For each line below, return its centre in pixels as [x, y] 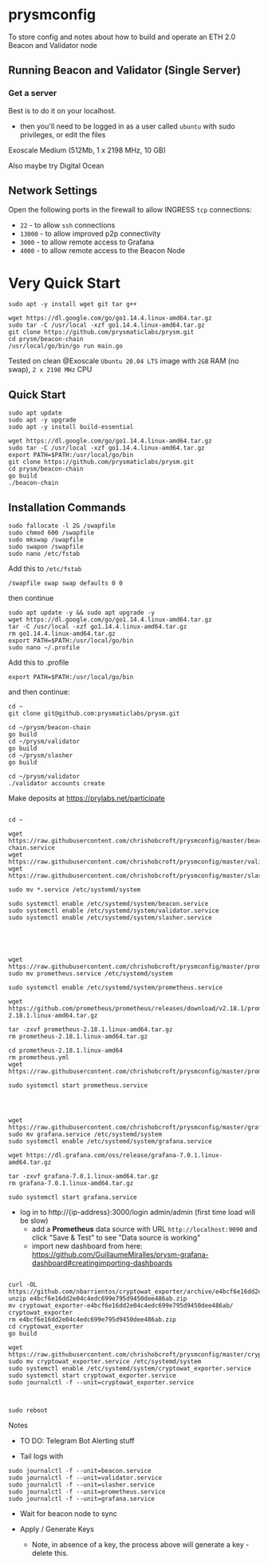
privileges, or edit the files [63, 134]
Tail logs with [41, 1456]
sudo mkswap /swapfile [46, 540]
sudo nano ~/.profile [44, 648]
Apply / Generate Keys [57, 1529]
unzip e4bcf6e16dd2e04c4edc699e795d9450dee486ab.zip [98, 1299]
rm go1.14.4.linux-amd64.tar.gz [62, 633]
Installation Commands [67, 508]
